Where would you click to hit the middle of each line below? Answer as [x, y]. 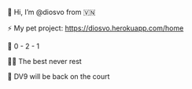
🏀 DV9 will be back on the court [59, 77]
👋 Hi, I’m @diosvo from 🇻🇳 [52, 12]
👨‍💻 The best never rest [44, 61]
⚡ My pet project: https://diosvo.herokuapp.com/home [96, 28]
